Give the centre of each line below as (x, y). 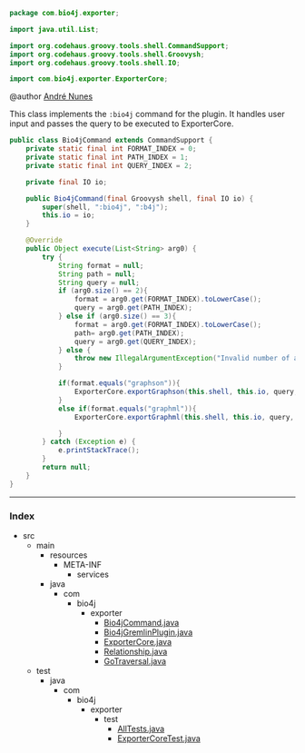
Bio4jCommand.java (142, 622)
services (93, 574)
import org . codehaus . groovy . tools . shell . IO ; (95, 63)
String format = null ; (101, 265)
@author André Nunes (51, 96)
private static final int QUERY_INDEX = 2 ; (109, 165)
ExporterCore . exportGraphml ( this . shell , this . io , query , (184, 417)
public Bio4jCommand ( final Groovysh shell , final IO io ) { (140, 198)
